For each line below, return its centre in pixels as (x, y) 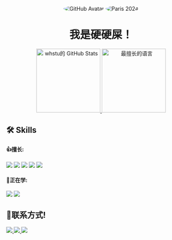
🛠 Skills (22, 130)
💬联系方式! (26, 215)
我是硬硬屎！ (101, 35)
